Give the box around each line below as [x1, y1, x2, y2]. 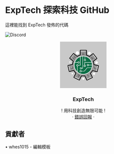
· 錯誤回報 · [72, 114, 95, 120]
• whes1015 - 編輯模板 [5, 144, 51, 150]
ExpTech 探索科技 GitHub [5, 4, 110, 16]
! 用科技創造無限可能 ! [61, 107, 106, 114]
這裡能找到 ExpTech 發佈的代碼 [5, 22, 68, 28]
